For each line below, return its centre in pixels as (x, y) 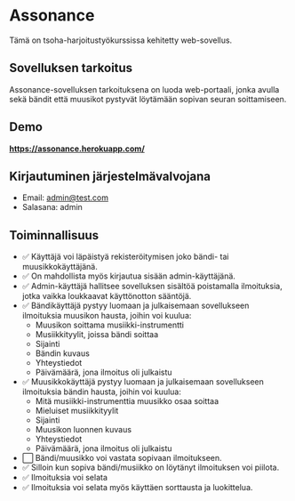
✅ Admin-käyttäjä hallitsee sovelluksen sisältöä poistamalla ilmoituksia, (152, 287)
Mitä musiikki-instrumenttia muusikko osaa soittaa (127, 401)
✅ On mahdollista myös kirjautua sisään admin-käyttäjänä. (128, 276)
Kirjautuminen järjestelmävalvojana (110, 176)
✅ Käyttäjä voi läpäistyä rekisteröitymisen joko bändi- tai (125, 257)
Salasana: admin (52, 207)
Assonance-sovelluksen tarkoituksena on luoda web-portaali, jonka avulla (144, 89)
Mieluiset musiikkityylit (77, 411)
